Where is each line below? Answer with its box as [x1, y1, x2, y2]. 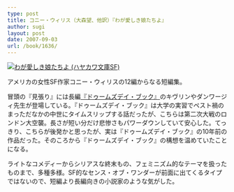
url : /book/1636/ [7, 43, 58, 50]
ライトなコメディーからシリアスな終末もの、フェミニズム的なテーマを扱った [7, 160, 228, 168]
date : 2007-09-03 [7, 36, 58, 43]
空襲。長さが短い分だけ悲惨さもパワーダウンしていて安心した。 [31, 119, 215, 126]
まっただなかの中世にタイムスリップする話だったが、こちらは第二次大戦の [7, 110, 221, 118]
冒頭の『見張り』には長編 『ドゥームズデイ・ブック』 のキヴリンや [7, 92, 197, 101]
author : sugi [7, 23, 45, 30]
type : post [7, 10, 39, 17]
